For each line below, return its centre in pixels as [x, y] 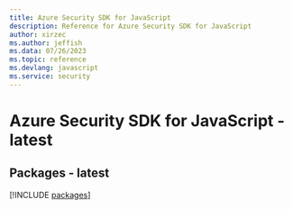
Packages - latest [60, 173]
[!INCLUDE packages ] [50, 195]
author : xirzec [38, 34]
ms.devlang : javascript [54, 68]
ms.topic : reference [48, 59]
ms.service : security [50, 77]
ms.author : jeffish [46, 43]
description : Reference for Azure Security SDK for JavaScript [131, 26]
